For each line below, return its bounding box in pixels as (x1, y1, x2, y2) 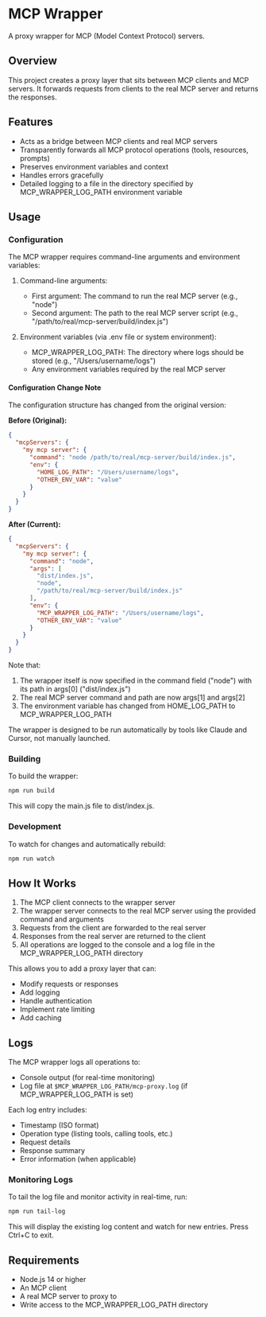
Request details (19, 1137, 71, 1147)
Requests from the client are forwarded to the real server (19, 923, 206, 933)
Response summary (19, 1146, 86, 1155)
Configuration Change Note (8, 383, 102, 392)
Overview (8, 54, 58, 68)
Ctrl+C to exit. (8, 1230, 54, 1240)
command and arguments (19, 914, 105, 924)
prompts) (19, 153, 50, 163)
